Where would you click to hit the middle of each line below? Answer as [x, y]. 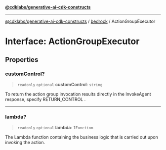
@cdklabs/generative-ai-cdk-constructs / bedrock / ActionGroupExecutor [80, 21]
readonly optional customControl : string [60, 84]
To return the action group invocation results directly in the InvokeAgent [78, 94]
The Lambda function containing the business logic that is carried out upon [82, 137]
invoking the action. [25, 143]
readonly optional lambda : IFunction [55, 128]
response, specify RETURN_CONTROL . [45, 99]
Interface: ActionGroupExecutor [72, 41]
